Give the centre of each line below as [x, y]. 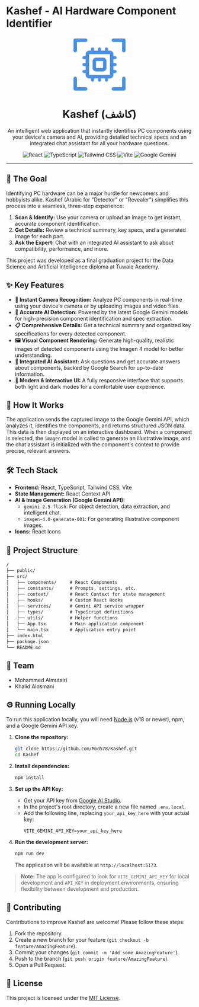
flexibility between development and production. [80, 889]
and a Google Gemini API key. [42, 725]
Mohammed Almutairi [41, 680]
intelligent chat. [42, 513]
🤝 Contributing [34, 908]
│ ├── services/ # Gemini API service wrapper [75, 606]
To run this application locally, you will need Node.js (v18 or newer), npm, [95, 719]
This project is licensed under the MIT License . [63, 998]
